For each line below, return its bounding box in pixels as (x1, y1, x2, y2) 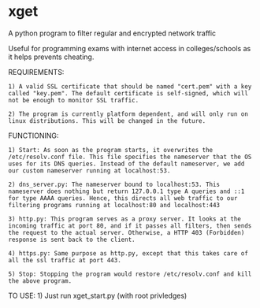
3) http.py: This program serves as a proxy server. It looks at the (8, 215, 242, 223)
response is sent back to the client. (8, 236, 136, 243)
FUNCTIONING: (8, 131, 59, 140)
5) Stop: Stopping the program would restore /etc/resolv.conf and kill (8, 270, 252, 278)
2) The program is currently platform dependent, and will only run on (8, 109, 248, 118)
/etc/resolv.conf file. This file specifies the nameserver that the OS (8, 153, 252, 161)
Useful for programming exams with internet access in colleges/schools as (8, 43, 251, 53)
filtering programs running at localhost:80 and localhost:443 (8, 201, 221, 209)
